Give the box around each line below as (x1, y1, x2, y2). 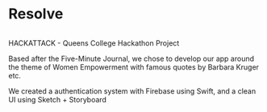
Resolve (8, 5, 64, 23)
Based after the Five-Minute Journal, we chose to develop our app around (8, 54, 255, 63)
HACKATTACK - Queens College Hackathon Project (8, 38, 180, 48)
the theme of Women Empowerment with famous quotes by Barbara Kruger (8, 62, 260, 72)
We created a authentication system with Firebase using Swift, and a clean (8, 86, 257, 96)
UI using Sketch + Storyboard (8, 94, 107, 104)
